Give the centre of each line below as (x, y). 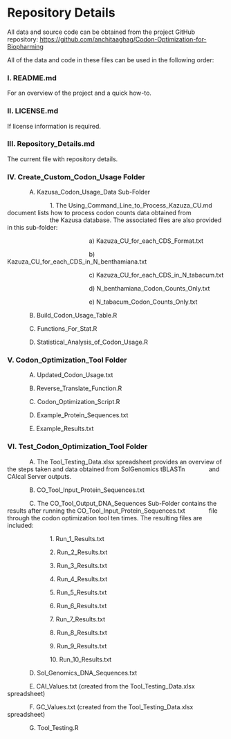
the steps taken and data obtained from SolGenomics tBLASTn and (113, 469)
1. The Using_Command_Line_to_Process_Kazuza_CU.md (131, 206)
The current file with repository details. (63, 159)
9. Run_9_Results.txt (78, 646)
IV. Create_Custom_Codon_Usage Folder (76, 176)
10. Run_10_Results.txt (81, 659)
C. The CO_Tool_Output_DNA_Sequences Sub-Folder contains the (123, 503)
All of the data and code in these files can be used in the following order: (111, 60)
